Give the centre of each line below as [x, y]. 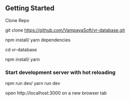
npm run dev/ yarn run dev [33, 83]
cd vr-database [21, 49]
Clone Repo [17, 20]
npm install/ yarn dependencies [38, 40]
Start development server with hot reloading [60, 72]
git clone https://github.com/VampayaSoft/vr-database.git [65, 30]
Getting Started [30, 8]
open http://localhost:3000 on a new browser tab [56, 93]
